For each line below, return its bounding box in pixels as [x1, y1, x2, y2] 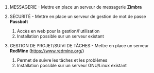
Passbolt [9, 19, 28, 24]
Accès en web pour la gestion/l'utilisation [17, 28, 100, 34]
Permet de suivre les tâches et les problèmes [17, 57, 108, 63]
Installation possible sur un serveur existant [17, 34, 104, 39]
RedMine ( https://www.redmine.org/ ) [9, 48, 84, 54]
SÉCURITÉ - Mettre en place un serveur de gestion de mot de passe [9, 14, 146, 19]
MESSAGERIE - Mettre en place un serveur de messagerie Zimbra [9, 4, 142, 10]
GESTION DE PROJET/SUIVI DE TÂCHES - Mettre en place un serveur [9, 43, 149, 48]
